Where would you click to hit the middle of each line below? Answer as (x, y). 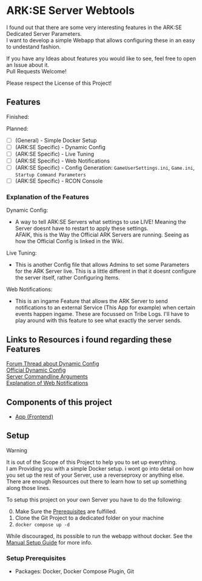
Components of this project (59, 402)
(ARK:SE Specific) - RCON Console (59, 181)
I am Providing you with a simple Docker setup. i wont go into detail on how (100, 468)
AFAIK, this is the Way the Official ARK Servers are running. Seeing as (102, 235)
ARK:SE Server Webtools (71, 11)
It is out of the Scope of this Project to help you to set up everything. (92, 462)
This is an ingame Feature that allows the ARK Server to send (91, 301)
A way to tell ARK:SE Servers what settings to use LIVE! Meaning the (100, 222)
